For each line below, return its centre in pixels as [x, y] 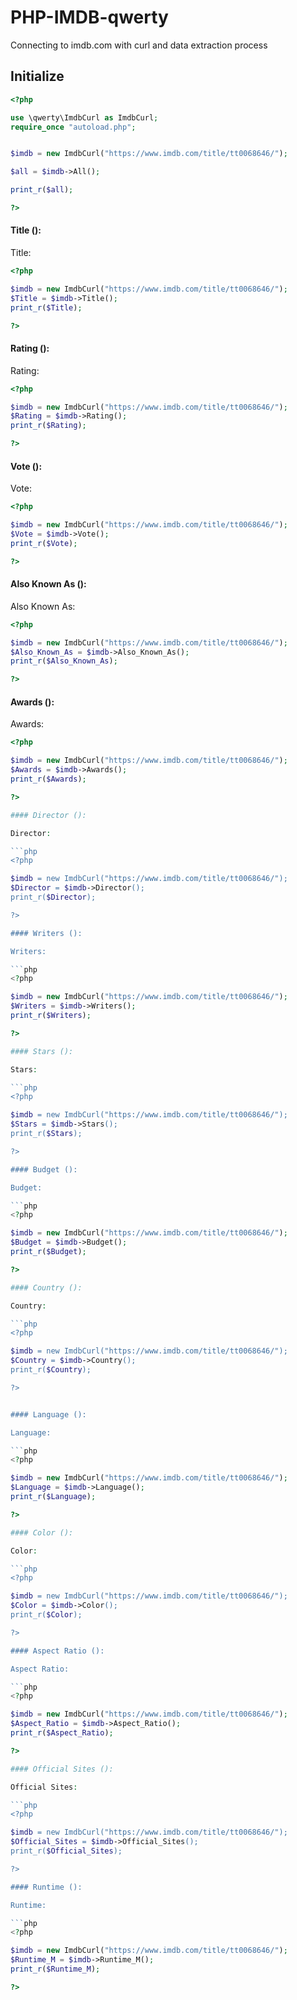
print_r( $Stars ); [46, 1134]
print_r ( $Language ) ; [53, 1497]
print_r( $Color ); [46, 1615]
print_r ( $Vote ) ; [44, 543]
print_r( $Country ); [51, 1370]
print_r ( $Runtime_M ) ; [55, 1969]
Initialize [37, 76]
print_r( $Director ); [53, 897]
